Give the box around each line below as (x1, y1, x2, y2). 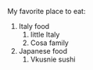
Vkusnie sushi (30, 54, 76, 64)
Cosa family (30, 38, 70, 47)
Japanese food (18, 47, 68, 55)
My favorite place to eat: (7, 7, 86, 16)
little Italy (30, 30, 60, 39)
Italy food (18, 22, 50, 30)
